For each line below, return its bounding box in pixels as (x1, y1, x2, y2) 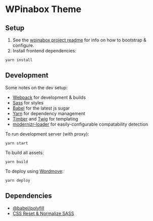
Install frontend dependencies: (12, 48, 77, 53)
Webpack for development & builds (12, 94, 86, 100)
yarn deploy (5, 178, 30, 183)
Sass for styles (12, 99, 44, 105)
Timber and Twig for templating (12, 116, 78, 122)
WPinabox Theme (5, 4, 82, 15)
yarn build (5, 159, 28, 164)
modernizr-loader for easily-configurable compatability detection (12, 121, 148, 127)
